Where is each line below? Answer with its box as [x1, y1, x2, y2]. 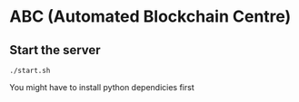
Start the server [9, 42, 102, 58]
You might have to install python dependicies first [9, 82, 194, 92]
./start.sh [9, 66, 51, 75]
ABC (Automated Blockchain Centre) [9, 6, 292, 27]
